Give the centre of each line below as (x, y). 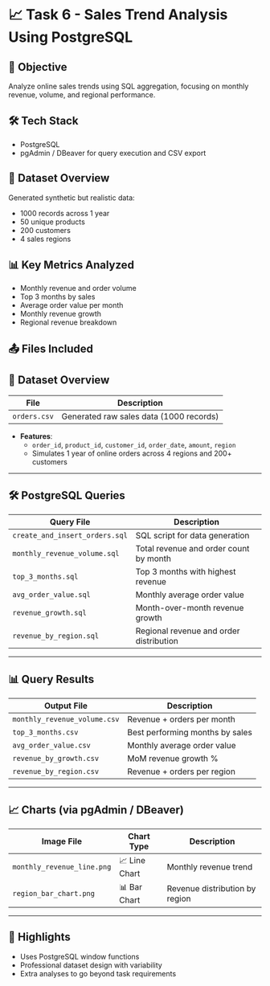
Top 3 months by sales (57, 297)
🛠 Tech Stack (43, 121)
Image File (62, 841)
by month (153, 558)
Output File (66, 706)
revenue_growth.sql (49, 613)
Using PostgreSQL (71, 37)
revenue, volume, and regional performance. (82, 95)
